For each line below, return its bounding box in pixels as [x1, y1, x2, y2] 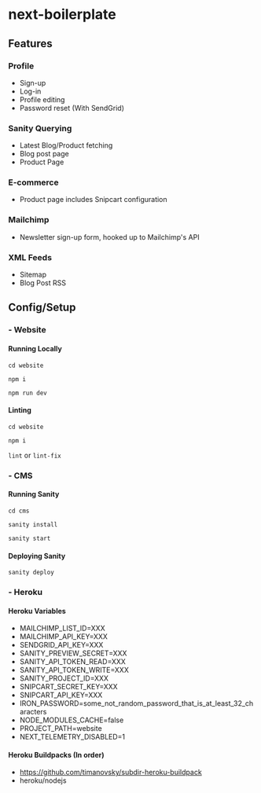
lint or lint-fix [8, 450, 61, 460]
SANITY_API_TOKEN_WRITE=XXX [19, 666, 130, 675]
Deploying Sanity [8, 551, 66, 560]
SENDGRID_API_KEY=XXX [19, 641, 104, 650]
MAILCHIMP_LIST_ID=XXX [19, 623, 105, 633]
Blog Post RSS [19, 278, 67, 288]
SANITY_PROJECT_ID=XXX [19, 674, 108, 683]
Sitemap [19, 270, 47, 280]
